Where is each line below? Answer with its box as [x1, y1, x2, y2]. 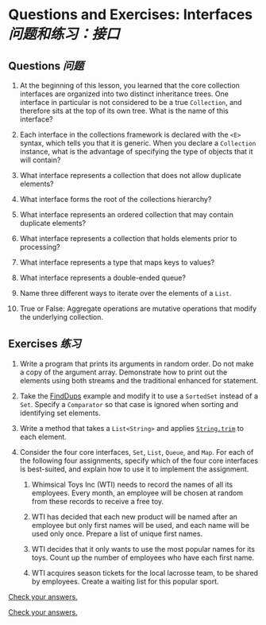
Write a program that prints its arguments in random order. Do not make [19, 359, 254, 368]
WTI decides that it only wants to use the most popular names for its [31, 544, 256, 553]
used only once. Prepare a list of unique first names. [31, 529, 203, 538]
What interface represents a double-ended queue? [19, 273, 187, 282]
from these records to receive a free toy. [31, 496, 164, 506]
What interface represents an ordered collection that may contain [19, 210, 234, 219]
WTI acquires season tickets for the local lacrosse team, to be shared [31, 568, 259, 577]
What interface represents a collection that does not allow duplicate [19, 171, 242, 180]
